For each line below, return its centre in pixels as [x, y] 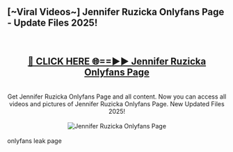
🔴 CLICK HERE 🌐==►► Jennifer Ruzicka [117, 61]
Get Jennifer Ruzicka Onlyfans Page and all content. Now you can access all [117, 96]
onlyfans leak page [35, 141]
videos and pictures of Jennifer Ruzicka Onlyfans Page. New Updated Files [117, 103]
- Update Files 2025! [53, 23]
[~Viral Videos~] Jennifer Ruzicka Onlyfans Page [116, 12]
